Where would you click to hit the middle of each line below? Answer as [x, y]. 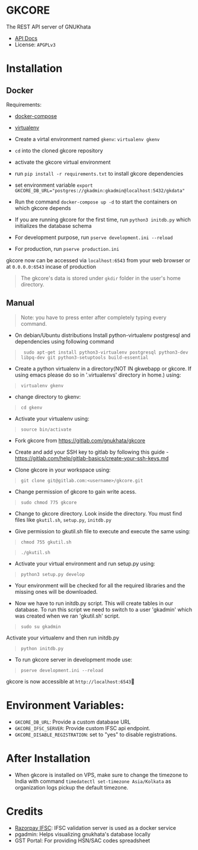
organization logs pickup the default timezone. [71, 787]
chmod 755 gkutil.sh [46, 542]
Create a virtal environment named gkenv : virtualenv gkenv [87, 139]
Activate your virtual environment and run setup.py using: [85, 564]
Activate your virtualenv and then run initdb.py [63, 638]
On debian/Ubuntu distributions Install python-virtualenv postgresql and [103, 335]
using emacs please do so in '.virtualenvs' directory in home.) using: [98, 375]
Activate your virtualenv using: [52, 418]
